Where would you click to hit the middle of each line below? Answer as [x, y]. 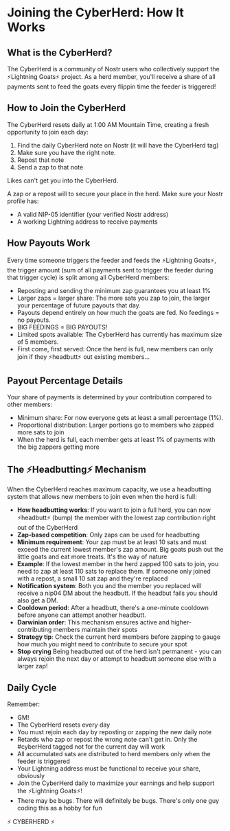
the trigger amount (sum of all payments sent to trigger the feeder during [110, 270]
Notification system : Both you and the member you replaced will [109, 586]
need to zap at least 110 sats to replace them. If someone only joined [114, 572]
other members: [30, 405]
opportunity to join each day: [48, 132]
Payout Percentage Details [65, 381]
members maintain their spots [95, 630]
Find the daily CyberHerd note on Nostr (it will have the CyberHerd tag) [118, 145]
